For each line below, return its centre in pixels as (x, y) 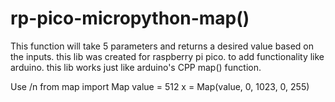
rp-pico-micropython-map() (130, 18)
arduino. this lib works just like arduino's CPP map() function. (136, 67)
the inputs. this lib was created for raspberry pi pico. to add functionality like (167, 56)
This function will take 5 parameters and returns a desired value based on (162, 46)
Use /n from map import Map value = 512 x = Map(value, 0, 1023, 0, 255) (160, 86)
